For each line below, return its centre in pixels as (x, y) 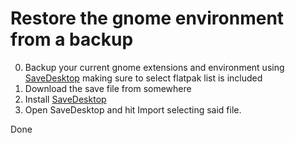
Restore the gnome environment (147, 18)
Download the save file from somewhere (108, 88)
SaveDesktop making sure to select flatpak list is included (143, 78)
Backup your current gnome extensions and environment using (154, 67)
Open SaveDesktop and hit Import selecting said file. (133, 109)
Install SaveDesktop (65, 99)
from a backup (72, 39)
